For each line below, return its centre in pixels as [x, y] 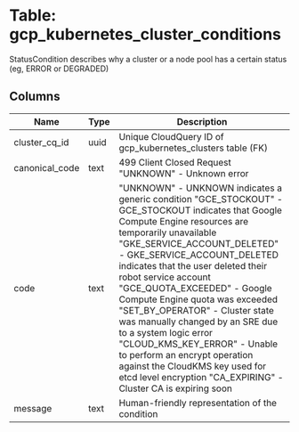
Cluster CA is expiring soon [176, 388]
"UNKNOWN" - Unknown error [184, 173]
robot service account [165, 277]
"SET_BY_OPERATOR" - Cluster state [196, 310]
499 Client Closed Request [175, 162]
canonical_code [47, 167]
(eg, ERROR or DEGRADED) [59, 69]
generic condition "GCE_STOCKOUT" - [201, 199]
